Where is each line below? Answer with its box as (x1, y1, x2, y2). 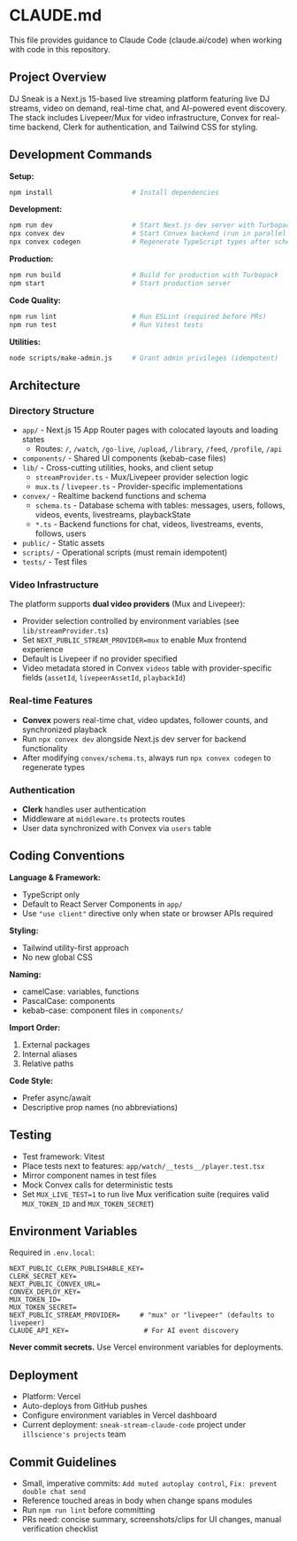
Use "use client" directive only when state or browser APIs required (21, 907, 274, 918)
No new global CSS (21, 952, 93, 962)
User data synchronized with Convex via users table (21, 823, 212, 834)
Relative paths (21, 1058, 74, 1069)
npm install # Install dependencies (9, 188, 219, 197)
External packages (21, 1039, 90, 1050)
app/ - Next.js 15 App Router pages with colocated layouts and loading (21, 424, 278, 435)
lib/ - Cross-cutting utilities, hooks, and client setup (21, 463, 214, 473)
